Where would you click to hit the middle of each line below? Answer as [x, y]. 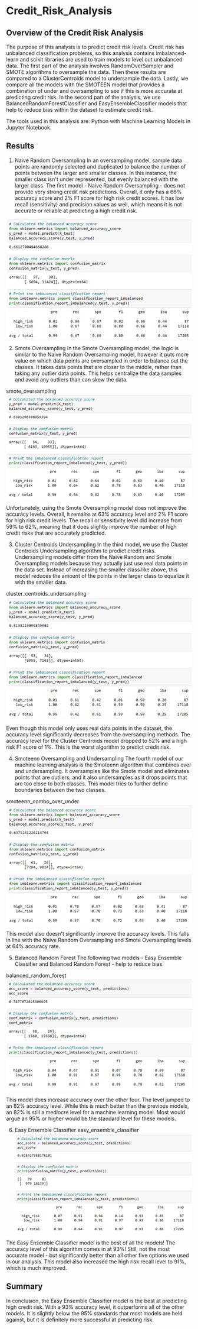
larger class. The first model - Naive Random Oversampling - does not [100, 185]
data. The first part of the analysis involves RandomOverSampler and [90, 66]
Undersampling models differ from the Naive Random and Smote [93, 557]
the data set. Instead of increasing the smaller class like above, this [96, 570]
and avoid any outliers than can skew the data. [71, 379]
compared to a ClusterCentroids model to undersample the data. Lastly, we [97, 78]
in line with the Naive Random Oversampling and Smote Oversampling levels [99, 940]
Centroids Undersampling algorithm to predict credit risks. [85, 551]
